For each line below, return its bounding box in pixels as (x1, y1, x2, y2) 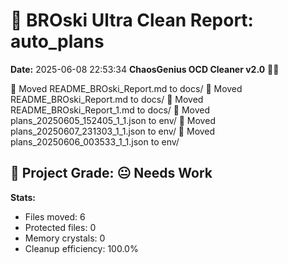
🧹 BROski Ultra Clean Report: (10, 9, 254, 32)
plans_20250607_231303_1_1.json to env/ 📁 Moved (10, 125, 216, 137)
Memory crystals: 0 (24, 232, 106, 244)
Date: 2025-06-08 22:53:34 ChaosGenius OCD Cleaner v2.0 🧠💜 (10, 63, 280, 75)
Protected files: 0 (24, 221, 97, 233)
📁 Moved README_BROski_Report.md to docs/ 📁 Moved (10, 82, 243, 94)
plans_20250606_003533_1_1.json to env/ (10, 135, 180, 148)
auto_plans (10, 30, 105, 53)
